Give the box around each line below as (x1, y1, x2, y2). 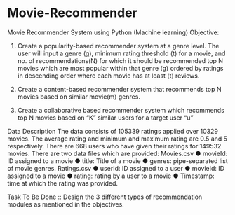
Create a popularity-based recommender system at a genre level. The (17, 41, 220, 50)
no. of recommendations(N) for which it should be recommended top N (17, 56, 223, 64)
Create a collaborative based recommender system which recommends (17, 106, 224, 114)
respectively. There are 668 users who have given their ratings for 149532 (7, 141, 222, 150)
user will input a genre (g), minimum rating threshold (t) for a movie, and (17, 49, 226, 57)
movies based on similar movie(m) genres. (17, 92, 140, 101)
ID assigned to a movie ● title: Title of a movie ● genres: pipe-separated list (7, 156, 228, 165)
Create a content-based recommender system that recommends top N (17, 85, 222, 93)
